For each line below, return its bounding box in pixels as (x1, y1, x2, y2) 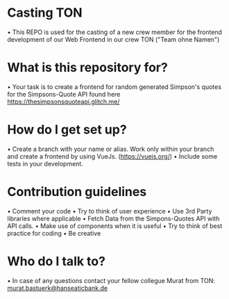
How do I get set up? (7, 122, 127, 138)
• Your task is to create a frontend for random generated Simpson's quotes (7, 82, 222, 91)
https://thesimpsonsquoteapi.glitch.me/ (7, 97, 120, 106)
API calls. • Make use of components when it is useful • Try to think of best (7, 221, 223, 230)
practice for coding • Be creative (7, 229, 101, 237)
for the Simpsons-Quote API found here (7, 90, 121, 98)
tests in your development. (7, 159, 83, 168)
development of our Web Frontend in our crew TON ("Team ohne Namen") (7, 35, 220, 43)
